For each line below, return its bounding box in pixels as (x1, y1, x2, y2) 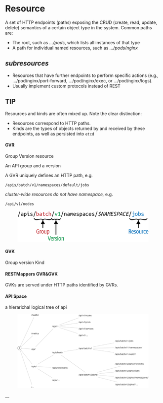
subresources (5, 59, 49, 67)
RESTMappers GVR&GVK (5, 271, 58, 277)
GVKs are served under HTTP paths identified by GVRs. (5, 282, 119, 288)
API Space (5, 293, 27, 299)
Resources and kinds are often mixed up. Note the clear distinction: (5, 110, 142, 117)
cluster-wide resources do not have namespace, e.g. (5, 191, 113, 197)
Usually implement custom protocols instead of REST (12, 83, 121, 89)
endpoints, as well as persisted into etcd (12, 131, 95, 136)
